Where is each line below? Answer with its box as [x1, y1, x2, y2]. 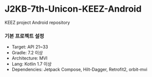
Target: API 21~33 [11, 44, 48, 50]
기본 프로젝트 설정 [4, 33, 45, 39]
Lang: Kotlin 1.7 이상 [11, 61, 52, 67]
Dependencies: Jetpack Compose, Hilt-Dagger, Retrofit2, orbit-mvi [11, 67, 148, 73]
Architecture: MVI [11, 55, 48, 61]
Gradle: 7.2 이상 [11, 50, 43, 56]
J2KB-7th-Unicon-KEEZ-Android [4, 3, 142, 15]
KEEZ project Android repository [4, 19, 70, 25]
